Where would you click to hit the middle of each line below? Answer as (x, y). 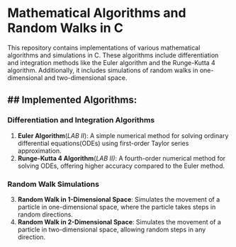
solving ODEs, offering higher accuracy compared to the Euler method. (121, 166)
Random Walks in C (66, 28)
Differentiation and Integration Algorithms (81, 120)
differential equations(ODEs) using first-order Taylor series (103, 143)
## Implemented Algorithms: (72, 100)
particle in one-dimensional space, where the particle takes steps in (117, 207)
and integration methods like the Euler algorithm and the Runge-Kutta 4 (112, 62)
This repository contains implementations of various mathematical (104, 47)
